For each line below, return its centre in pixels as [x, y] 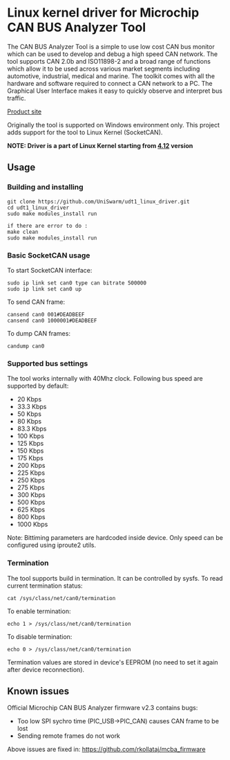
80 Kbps [29, 422]
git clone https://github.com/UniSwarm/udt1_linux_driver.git [98, 201]
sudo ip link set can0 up [44, 289]
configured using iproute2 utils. [52, 545]
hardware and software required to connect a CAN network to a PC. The [110, 83]
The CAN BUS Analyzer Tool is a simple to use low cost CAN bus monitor [111, 46]
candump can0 [26, 346]
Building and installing [46, 187]
